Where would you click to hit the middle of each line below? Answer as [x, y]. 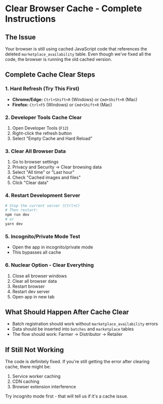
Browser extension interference [44, 387]
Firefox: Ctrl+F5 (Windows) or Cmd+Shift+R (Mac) [62, 105]
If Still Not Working [34, 350]
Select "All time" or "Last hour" [43, 172]
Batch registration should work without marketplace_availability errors [85, 324]
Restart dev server [31, 291]
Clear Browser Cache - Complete [74, 9]
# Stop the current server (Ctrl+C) [42, 206]
